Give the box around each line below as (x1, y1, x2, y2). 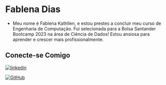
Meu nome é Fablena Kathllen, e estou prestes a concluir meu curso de (12, 20, 161, 26)
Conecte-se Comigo (5, 51, 70, 60)
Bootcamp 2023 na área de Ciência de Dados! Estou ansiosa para (12, 31, 150, 37)
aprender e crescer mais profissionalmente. (12, 36, 104, 42)
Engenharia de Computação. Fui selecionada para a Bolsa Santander (12, 25, 156, 31)
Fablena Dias (5, 4, 61, 15)
